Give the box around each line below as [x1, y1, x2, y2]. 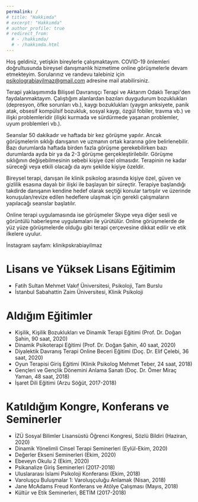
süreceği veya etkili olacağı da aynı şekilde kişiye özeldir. [6, 163, 145, 170]
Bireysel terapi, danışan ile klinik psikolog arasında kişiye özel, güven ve [6, 174, 181, 182]
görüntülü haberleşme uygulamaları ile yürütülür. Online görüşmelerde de [6, 217, 185, 224]
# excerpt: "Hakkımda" [6, 20, 62, 26]
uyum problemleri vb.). [6, 120, 62, 127]
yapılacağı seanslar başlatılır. [6, 199, 76, 206]
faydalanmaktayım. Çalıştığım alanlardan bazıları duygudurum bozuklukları [6, 94, 187, 101]
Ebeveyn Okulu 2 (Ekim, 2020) [14, 457, 90, 465]
